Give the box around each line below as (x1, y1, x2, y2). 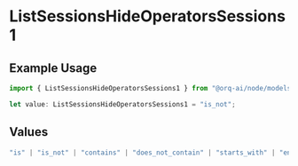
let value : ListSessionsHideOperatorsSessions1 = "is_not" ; (9, 99, 237, 108)
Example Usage (9, 60, 98, 75)
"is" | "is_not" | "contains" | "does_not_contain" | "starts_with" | (9, 148, 276, 157)
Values (9, 124, 49, 139)
